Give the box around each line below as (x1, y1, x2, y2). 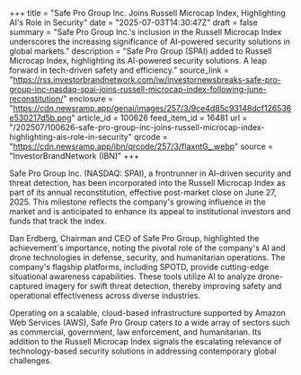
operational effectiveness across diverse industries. (9, 291, 201, 301)
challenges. (9, 355, 52, 366)
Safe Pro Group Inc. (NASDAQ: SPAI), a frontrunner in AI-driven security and (9, 168, 292, 179)
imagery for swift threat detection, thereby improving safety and (44, 281, 282, 291)
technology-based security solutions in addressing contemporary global (9, 345, 277, 356)
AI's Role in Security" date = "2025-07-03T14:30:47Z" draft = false (9, 17, 258, 28)
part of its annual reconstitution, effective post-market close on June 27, (9, 187, 277, 197)
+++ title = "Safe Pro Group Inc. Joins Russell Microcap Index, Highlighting (9, 8, 286, 18)
